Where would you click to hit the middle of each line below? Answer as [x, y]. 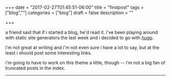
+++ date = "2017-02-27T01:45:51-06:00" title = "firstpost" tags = [75, 7]
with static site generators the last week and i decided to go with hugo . [80, 38]
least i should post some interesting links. [49, 53]
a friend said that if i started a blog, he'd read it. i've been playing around [82, 32]
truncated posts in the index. [35, 68]
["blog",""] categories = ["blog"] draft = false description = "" [69, 13]
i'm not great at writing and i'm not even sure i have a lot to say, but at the [82, 47]
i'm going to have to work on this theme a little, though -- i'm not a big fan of [85, 63]
